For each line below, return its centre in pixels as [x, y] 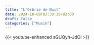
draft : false [19, 19]
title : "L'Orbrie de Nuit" [33, 10]
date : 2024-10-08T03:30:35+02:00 [40, 14]
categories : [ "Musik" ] [28, 23]
